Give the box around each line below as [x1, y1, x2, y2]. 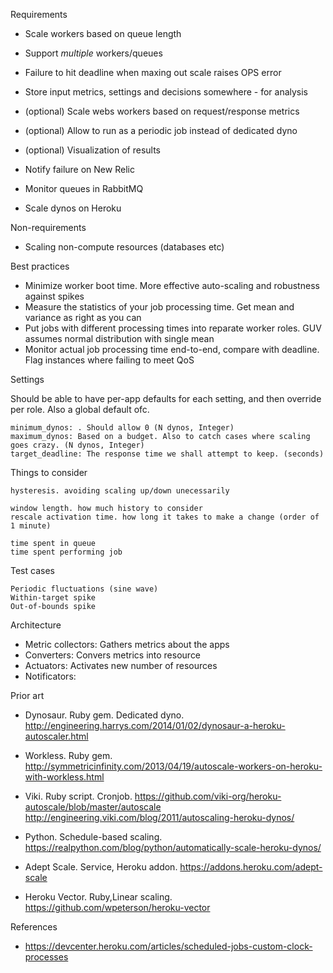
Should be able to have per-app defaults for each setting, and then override [10, 393, 322, 404]
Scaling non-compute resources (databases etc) [24, 241, 225, 253]
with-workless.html [24, 771, 105, 783]
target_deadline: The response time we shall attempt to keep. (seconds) [10, 449, 325, 459]
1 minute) [10, 521, 52, 531]
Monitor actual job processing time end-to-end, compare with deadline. [24, 344, 320, 355]
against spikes [24, 290, 85, 302]
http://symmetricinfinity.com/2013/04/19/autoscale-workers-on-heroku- [24, 760, 323, 772]
